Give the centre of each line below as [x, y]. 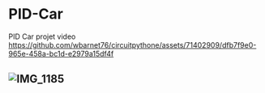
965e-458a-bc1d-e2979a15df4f [61, 53]
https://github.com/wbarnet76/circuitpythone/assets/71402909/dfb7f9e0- [132, 44]
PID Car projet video [42, 36]
